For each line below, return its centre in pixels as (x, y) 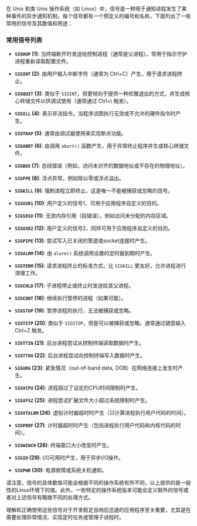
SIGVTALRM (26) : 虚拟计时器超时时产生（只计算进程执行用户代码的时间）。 (102, 413)
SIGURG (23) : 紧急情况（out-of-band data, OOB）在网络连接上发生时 (96, 368)
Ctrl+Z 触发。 (31, 331)
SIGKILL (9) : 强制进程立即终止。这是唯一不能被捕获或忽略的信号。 (94, 191)
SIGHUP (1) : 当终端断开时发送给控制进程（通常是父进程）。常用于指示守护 (101, 54)
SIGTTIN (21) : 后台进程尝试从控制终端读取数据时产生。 (79, 343)
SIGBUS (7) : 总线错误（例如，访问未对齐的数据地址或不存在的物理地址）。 (101, 166)
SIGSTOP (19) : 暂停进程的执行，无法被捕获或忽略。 (74, 311)
